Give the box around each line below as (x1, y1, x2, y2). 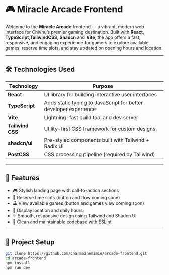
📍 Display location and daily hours (12, 207, 83, 213)
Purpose (92, 82, 113, 89)
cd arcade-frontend (5, 256, 46, 261)
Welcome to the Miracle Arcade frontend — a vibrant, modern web (5, 23, 144, 30)
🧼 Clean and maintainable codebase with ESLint (12, 218, 112, 225)
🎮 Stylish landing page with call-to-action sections (12, 187, 119, 193)
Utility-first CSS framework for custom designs (44, 125, 156, 132)
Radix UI (44, 143, 64, 150)
